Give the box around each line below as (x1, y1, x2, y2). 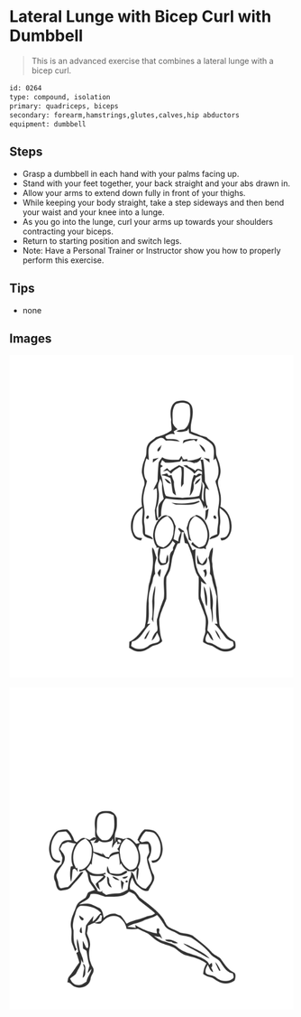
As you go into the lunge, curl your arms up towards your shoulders (22, 216, 273, 227)
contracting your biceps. (22, 226, 114, 237)
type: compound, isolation (9, 92, 111, 101)
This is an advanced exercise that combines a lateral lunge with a (31, 55, 274, 66)
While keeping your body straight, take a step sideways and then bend (22, 197, 285, 208)
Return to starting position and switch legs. (22, 235, 182, 246)
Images (9, 331, 52, 346)
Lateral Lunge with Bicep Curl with (9, 6, 272, 27)
